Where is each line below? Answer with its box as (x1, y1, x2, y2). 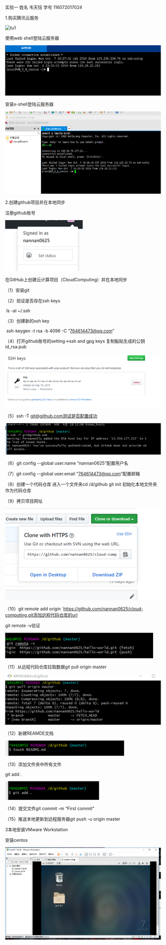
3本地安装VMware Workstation (5, 826, 68, 832)
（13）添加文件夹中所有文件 (5, 761, 62, 767)
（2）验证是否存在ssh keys (5, 298, 61, 304)
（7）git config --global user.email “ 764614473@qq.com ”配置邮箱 (5, 471, 140, 476)
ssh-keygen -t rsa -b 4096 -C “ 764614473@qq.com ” (6, 328, 115, 334)
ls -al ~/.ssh (6, 308, 31, 314)
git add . (5, 771, 22, 777)
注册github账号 (5, 210, 36, 216)
